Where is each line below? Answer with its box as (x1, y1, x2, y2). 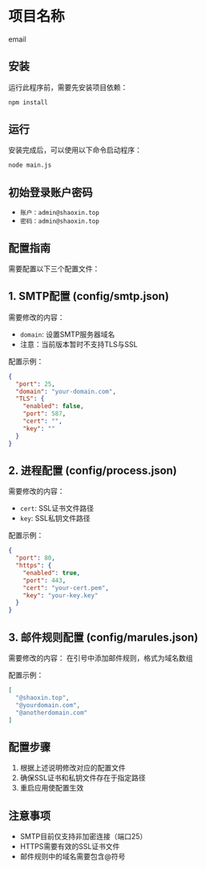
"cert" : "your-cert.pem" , (22, 584, 110, 592)
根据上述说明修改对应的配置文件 (19, 763, 126, 773)
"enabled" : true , (22, 568, 81, 577)
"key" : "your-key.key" (22, 591, 99, 600)
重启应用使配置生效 (19, 783, 84, 793)
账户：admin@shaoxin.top (19, 209, 100, 217)
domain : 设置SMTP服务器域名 (19, 329, 115, 339)
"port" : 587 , (22, 410, 67, 418)
